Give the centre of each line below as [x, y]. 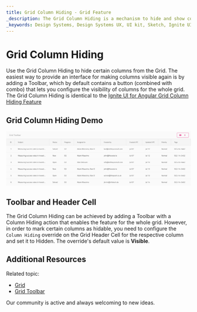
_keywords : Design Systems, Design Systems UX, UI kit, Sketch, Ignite [95, 25]
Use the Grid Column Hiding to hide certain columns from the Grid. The [92, 71]
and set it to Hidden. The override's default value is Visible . [78, 241]
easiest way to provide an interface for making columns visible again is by [95, 77]
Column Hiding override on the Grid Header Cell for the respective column [95, 235]
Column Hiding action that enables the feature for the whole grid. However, [97, 222]
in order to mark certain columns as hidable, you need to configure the [91, 229]
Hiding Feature [24, 102]
